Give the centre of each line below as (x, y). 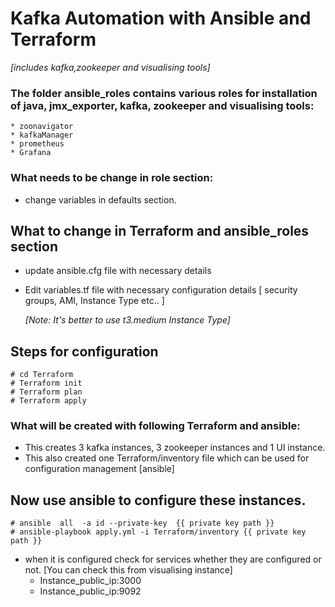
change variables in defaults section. (100, 199)
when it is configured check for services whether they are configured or (173, 559)
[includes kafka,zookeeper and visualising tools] (110, 67)
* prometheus (37, 144)
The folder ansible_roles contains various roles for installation (164, 93)
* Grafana (31, 153)
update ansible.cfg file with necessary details (118, 271)
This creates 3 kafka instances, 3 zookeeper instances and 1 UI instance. (175, 448)
